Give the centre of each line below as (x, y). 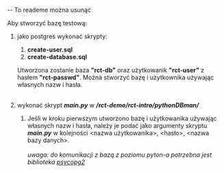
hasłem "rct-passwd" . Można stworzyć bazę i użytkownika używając (115, 77)
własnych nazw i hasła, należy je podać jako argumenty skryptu (117, 125)
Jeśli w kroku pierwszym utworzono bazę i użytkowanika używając (122, 118)
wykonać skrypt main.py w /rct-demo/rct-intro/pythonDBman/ (108, 105)
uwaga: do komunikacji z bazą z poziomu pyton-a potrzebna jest (120, 155)
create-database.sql (57, 57)
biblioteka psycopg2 (56, 162)
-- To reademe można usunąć (49, 10)
